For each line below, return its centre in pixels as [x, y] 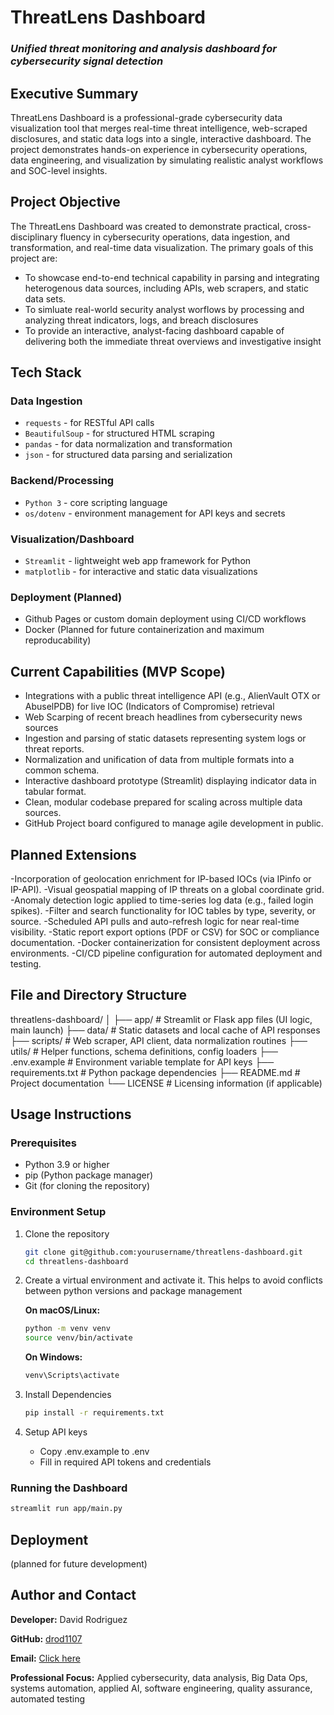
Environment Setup [58, 1212]
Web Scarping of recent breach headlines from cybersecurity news [163, 717]
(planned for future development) [79, 1563]
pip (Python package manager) [89, 1175]
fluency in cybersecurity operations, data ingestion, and [175, 237]
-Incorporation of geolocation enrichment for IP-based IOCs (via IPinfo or [161, 878]
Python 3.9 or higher [67, 1165]
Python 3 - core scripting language [96, 502]
